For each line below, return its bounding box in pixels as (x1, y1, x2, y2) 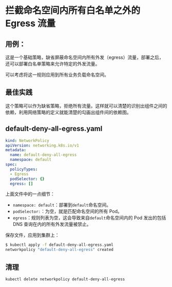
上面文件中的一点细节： (5, 191, 55, 197)
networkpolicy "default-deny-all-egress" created (5, 247, 114, 253)
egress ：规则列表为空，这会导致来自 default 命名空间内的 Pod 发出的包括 (12, 214, 166, 221)
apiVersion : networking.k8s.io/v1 (5, 142, 80, 148)
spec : (5, 162, 17, 167)
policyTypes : (10, 167, 38, 172)
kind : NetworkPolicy (5, 138, 50, 143)
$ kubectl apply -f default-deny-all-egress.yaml (5, 242, 114, 247)
